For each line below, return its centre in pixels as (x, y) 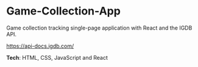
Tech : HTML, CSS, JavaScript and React (57, 57)
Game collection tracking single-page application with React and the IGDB (99, 28)
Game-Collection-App (63, 11)
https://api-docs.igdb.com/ (40, 46)
